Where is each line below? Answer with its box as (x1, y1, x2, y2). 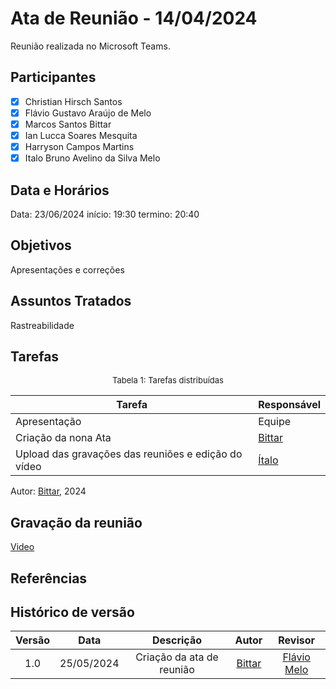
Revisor (278, 633, 316, 647)
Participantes (10, 69, 97, 86)
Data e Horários (10, 182, 110, 199)
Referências (10, 570, 88, 587)
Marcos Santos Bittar (24, 118, 112, 130)
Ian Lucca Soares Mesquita (24, 129, 138, 141)
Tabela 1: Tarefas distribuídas (112, 375, 224, 386)
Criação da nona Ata (15, 431, 112, 445)
